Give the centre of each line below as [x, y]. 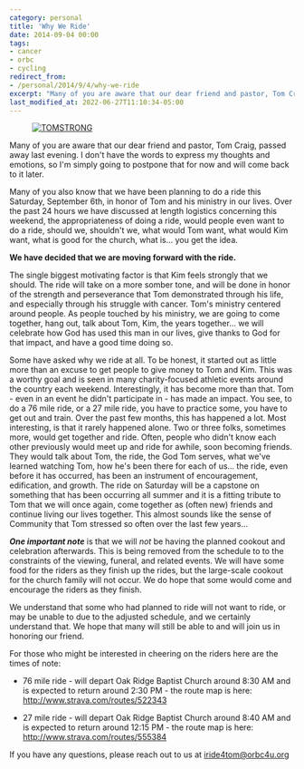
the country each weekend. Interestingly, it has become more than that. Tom [152, 389]
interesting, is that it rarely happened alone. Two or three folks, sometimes [148, 428]
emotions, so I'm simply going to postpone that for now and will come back [149, 165]
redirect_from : [38, 77]
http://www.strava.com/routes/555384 [95, 737]
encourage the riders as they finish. [76, 589]
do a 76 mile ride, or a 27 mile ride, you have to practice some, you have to [148, 408]
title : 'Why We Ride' [50, 26]
